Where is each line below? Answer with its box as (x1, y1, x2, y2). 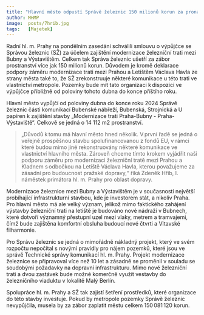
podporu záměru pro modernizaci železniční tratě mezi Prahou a (21, 156, 183, 164)
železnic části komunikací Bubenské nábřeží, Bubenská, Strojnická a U (6, 106, 183, 113)
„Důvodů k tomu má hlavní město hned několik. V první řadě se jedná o (21, 131, 198, 138)
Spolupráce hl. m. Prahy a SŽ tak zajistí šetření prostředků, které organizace (6, 289, 196, 296)
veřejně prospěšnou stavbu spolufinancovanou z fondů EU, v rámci (21, 137, 189, 145)
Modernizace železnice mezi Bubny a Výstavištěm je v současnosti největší (6, 188, 195, 195)
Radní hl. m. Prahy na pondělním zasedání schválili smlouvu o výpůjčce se (6, 43, 192, 50)
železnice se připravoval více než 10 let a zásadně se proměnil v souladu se (6, 258, 195, 265)
